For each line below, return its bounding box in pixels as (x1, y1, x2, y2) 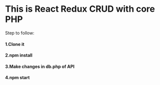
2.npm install (5, 52, 33, 58)
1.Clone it (5, 41, 25, 47)
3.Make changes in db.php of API (5, 64, 75, 69)
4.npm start (5, 75, 30, 81)
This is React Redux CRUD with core (5, 3, 155, 15)
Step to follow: (5, 30, 34, 36)
